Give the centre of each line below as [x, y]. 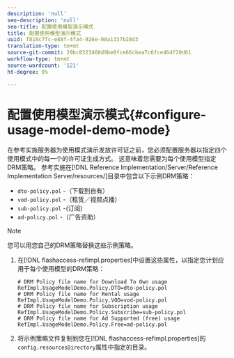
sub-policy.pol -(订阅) [50, 208]
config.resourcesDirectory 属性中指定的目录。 [84, 347]
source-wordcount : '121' [43, 65]
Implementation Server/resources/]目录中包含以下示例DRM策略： [101, 176]
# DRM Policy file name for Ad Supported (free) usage [99, 319]
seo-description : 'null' [43, 20]
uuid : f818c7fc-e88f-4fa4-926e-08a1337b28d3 [73, 40]
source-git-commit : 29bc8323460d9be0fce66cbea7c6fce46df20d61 [99, 53]
